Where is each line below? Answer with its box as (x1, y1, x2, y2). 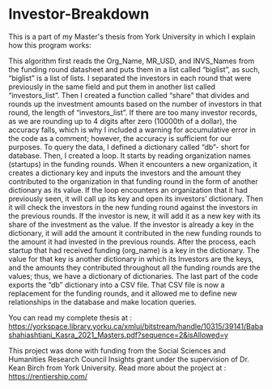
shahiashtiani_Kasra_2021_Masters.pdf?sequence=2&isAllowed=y (8, 330, 229, 340)
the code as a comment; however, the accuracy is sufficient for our (8, 133, 232, 143)
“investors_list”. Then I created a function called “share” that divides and (8, 90, 249, 100)
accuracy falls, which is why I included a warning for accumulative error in (8, 125, 257, 135)
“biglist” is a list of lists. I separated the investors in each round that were (8, 73, 252, 83)
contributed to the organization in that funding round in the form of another (8, 176, 259, 186)
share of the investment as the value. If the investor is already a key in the (8, 220, 254, 229)
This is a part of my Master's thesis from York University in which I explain (8, 32, 256, 41)
